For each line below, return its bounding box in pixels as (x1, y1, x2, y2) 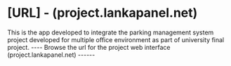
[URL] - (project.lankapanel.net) (7, 5, 198, 21)
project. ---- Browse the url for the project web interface (7, 43, 171, 51)
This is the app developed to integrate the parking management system (7, 28, 214, 37)
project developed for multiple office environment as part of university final (7, 35, 225, 44)
